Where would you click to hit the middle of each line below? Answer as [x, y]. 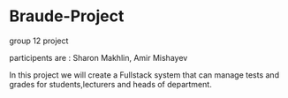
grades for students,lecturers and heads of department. [110, 84]
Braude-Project [67, 16]
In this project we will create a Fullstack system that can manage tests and [144, 75]
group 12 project [39, 41]
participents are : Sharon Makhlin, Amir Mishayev [99, 57]
